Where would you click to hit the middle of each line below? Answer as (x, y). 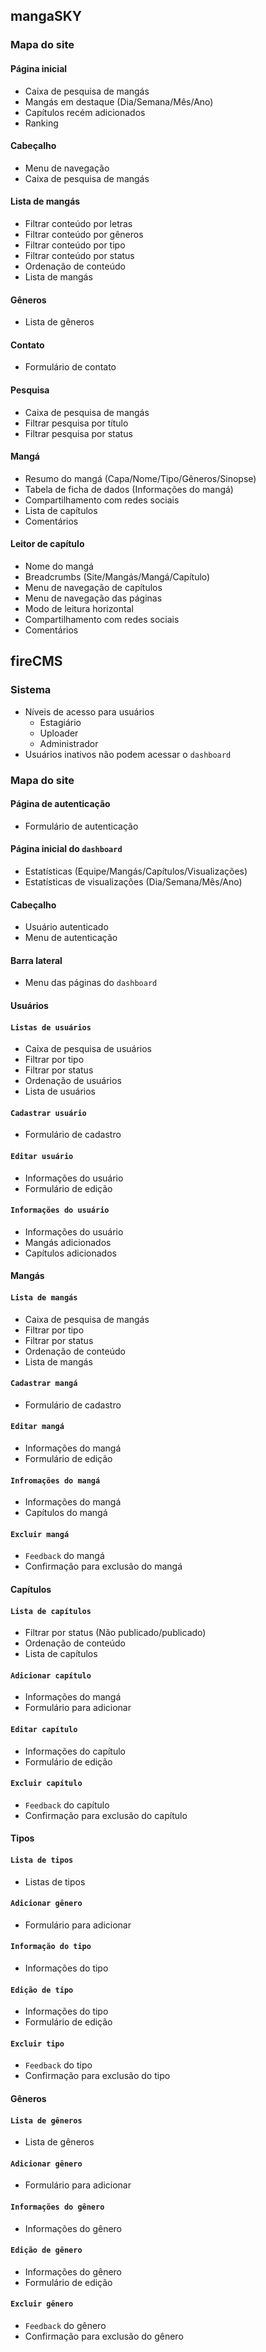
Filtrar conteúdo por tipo (75, 245)
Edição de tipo (42, 1990)
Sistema (31, 690)
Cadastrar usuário (48, 1113)
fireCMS (36, 661)
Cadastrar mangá (44, 1384)
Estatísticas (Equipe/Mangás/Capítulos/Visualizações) (136, 871)
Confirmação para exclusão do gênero (104, 2336)
